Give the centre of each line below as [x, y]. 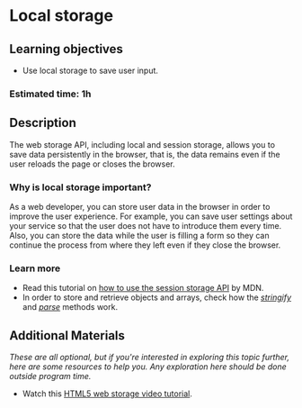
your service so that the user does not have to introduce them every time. [146, 226]
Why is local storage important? [80, 187]
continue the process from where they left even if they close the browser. [145, 245]
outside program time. [50, 376]
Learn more [35, 268]
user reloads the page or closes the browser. [92, 164]
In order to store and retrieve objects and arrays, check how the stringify [157, 297]
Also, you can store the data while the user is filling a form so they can [139, 236]
